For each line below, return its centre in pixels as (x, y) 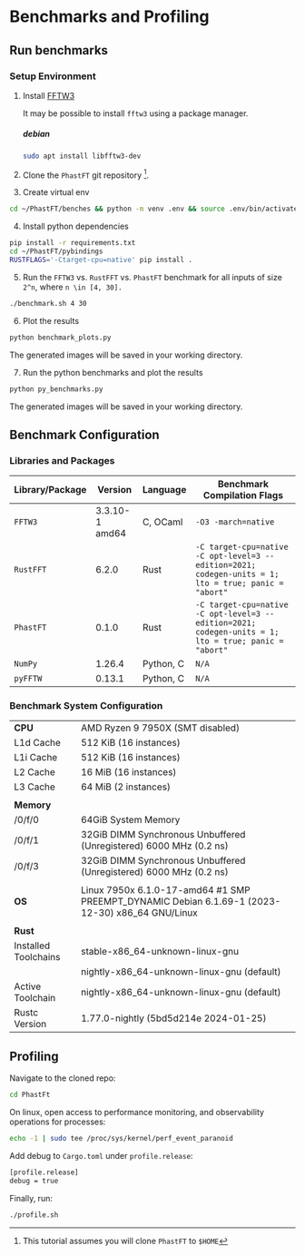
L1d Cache (38, 743)
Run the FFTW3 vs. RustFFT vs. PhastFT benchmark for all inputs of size (152, 277)
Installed (32, 946)
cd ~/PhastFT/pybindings (56, 251)
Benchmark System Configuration (86, 706)
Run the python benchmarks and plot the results (113, 372)
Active (28, 986)
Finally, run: (31, 1198)
